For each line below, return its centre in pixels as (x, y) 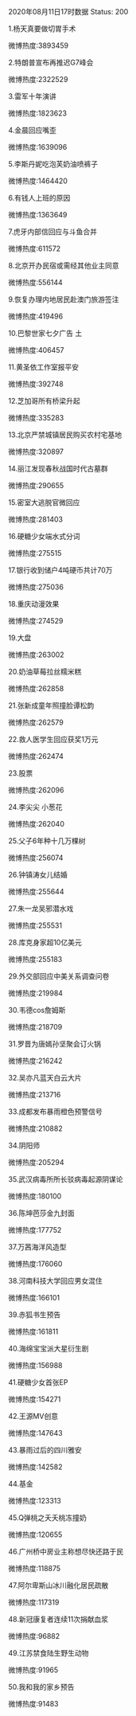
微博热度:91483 (33, 1704)
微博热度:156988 (35, 1365)
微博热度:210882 (35, 1128)
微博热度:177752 (35, 1230)
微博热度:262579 (36, 722)
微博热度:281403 (36, 519)
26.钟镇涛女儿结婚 (38, 875)
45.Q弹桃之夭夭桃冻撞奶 (48, 1518)
